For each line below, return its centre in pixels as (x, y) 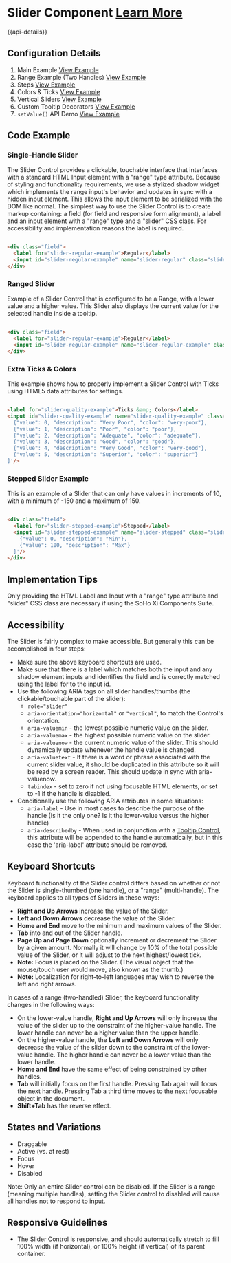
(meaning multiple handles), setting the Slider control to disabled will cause (113, 1194)
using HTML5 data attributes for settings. (65, 391)
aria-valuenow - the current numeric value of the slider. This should (123, 742)
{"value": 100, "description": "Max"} (75, 545)
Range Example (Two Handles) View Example (81, 77)
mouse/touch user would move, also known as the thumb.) (100, 969)
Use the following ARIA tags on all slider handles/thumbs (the (104, 691)
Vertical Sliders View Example (59, 99)
